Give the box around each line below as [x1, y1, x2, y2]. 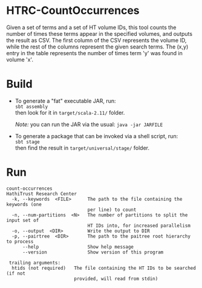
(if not [6, 270, 26, 276]
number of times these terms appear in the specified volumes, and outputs [6, 30, 192, 37]
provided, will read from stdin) [73, 275, 158, 282]
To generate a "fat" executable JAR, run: [15, 97, 116, 104]
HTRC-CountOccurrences [6, 4, 140, 18]
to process [6, 238, 34, 244]
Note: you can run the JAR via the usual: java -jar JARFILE [15, 121, 163, 128]
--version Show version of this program [22, 249, 164, 255]
